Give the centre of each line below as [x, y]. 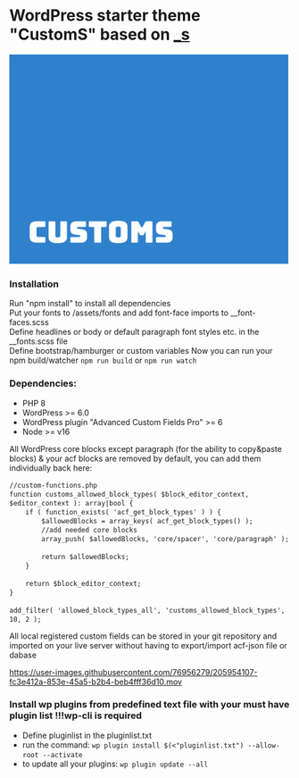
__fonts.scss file [39, 341]
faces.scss [29, 322]
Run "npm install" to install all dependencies [90, 304]
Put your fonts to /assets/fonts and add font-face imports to [119, 313]
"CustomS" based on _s [100, 34]
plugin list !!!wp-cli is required [76, 715]
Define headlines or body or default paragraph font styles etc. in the [134, 332]
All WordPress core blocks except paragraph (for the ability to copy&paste [146, 448]
